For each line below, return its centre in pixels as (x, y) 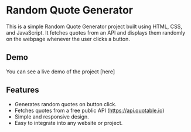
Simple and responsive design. (52, 116)
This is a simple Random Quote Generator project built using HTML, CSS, (94, 26)
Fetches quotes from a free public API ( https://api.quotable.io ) (89, 110)
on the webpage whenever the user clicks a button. (68, 39)
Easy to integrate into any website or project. (69, 123)
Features (23, 90)
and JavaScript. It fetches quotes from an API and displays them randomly (96, 32)
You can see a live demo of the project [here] (61, 72)
